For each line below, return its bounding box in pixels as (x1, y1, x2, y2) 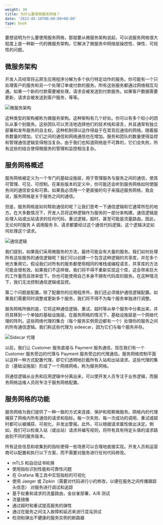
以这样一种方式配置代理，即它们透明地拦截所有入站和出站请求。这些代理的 (5, 357, 154, 362)
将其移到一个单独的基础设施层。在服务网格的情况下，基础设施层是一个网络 (5, 312, 154, 318)
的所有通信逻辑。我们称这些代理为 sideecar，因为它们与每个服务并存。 (5, 324, 147, 330)
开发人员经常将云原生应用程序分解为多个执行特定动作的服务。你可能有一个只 (5, 76, 158, 82)
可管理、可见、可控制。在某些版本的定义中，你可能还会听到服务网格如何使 (5, 181, 154, 187)
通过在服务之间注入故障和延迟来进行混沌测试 (12, 508, 102, 514)
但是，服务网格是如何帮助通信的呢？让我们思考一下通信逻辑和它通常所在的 (5, 203, 154, 209)
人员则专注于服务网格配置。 (26, 379, 81, 385)
